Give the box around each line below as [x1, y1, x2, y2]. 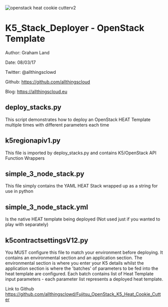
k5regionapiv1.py [5, 136, 61, 145]
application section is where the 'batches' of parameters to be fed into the [5, 265, 158, 271]
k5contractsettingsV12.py [5, 236, 89, 245]
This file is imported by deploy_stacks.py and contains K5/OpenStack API [5, 150, 156, 156]
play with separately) [5, 222, 49, 228]
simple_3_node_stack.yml [5, 202, 88, 211]
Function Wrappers [5, 155, 45, 161]
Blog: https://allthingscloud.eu [5, 88, 68, 94]
